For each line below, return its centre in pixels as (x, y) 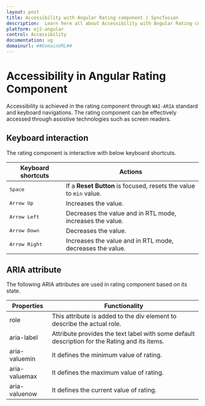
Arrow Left (24, 217)
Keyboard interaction (47, 138)
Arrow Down (24, 231)
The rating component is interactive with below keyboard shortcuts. (92, 152)
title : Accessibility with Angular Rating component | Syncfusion (92, 18)
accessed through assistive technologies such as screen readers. (89, 119)
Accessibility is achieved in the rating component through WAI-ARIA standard (102, 106)
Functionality (124, 306)
